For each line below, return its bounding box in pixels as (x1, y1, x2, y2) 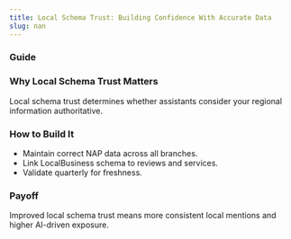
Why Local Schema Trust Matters (9, 75, 159, 88)
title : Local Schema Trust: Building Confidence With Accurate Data (9, 13, 272, 22)
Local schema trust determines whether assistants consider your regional (9, 95, 282, 106)
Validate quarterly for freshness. (22, 167, 142, 178)
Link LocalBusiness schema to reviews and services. (22, 158, 219, 169)
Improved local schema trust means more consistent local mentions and (9, 210, 277, 221)
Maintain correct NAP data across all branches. (22, 148, 198, 159)
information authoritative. (9, 105, 104, 116)
